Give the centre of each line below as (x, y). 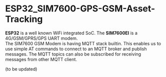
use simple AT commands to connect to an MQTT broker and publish (76, 49)
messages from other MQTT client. (41, 59)
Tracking (24, 19)
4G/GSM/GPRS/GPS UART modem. (41, 38)
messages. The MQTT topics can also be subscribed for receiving (73, 54)
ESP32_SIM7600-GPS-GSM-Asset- (80, 9)
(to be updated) (21, 69)
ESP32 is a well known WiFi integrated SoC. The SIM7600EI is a (71, 33)
